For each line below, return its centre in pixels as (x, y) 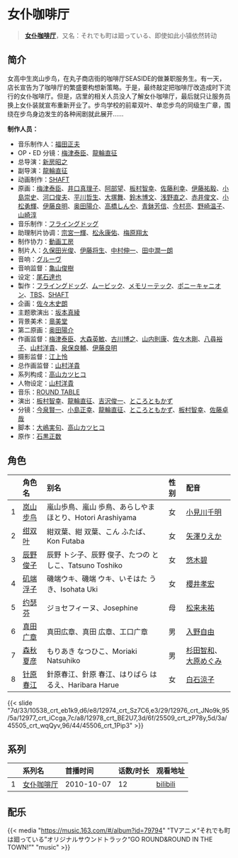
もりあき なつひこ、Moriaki (92, 651)
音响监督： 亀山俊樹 (46, 268)
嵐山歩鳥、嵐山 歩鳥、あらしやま (101, 507)
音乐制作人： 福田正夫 (49, 144)
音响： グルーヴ (39, 259)
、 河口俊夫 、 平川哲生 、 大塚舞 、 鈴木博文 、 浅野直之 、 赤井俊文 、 (130, 197)
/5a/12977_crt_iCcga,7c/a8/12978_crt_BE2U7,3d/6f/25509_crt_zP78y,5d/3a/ (117, 718)
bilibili (166, 784)
